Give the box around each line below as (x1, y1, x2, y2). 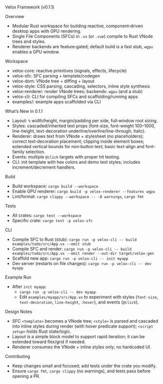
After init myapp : (12, 284, 47, 289)
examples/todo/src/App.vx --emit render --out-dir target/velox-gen (12, 251, 154, 256)
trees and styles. (12, 38, 46, 44)
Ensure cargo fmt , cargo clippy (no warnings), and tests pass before (12, 368, 151, 374)
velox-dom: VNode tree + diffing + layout (12, 78, 95, 84)
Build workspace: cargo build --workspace (12, 183, 99, 189)
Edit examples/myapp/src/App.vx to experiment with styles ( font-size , (19, 294, 158, 300)
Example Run (5, 274, 32, 280)
